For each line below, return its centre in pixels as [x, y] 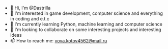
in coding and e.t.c [30, 19]
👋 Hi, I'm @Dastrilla [30, 8]
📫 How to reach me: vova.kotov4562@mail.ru [59, 41]
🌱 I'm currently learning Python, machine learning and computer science [86, 24]
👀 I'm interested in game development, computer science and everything [86, 13]
